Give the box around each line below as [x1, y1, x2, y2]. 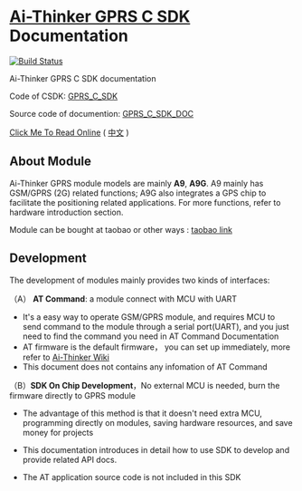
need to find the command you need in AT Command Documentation [22, 331, 279, 342]
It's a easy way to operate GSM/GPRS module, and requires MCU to [22, 311, 276, 323]
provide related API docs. [22, 454, 118, 465]
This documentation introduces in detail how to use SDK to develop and [22, 444, 290, 455]
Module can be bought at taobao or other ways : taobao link [9, 224, 233, 235]
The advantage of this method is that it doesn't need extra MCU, [22, 408, 262, 419]
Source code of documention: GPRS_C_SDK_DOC [9, 108, 194, 119]
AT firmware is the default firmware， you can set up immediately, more [22, 342, 291, 352]
